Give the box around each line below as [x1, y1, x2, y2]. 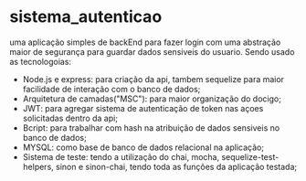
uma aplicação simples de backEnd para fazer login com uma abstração [9, 37, 281, 48]
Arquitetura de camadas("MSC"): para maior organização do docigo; [22, 93, 281, 104]
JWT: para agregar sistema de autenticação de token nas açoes [22, 102, 264, 113]
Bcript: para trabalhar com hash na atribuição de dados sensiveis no [22, 122, 280, 133]
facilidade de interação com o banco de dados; [22, 83, 201, 94]
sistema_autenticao [9, 6, 163, 27]
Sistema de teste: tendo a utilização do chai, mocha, [22, 151, 220, 162]
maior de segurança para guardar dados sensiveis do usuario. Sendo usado [9, 46, 295, 57]
